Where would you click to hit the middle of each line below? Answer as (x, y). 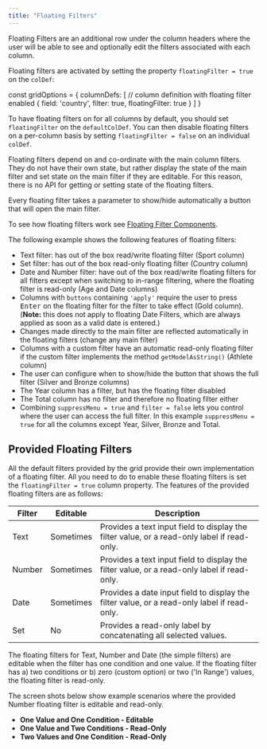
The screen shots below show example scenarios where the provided (122, 696)
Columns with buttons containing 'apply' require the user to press (128, 297)
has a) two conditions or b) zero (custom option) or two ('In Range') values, (131, 672)
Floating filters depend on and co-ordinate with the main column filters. (125, 159)
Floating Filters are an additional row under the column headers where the (129, 38)
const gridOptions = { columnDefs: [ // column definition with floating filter (130, 94)
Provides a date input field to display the (175, 593)
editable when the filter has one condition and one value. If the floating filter (132, 664)
